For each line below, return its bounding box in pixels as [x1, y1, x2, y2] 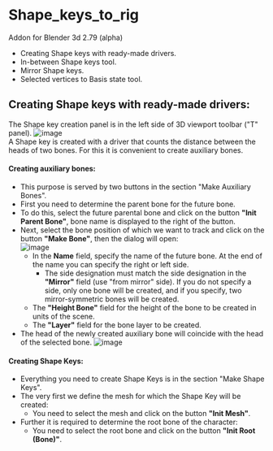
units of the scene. [32, 311, 95, 321]
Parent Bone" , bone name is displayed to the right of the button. [19, 216, 236, 226]
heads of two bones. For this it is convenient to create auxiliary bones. [8, 145, 244, 155]
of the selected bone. [19, 337, 92, 347]
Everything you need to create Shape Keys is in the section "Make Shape [19, 374, 265, 384]
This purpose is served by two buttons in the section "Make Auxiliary [19, 181, 252, 192]
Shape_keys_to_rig [8, 6, 140, 24]
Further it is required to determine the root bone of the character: [19, 417, 238, 427]
